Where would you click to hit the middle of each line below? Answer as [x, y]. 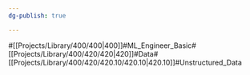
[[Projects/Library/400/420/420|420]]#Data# [83, 53]
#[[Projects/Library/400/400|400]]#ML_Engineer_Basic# [102, 45]
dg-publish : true [37, 16]
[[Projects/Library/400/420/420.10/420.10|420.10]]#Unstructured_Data [125, 62]
